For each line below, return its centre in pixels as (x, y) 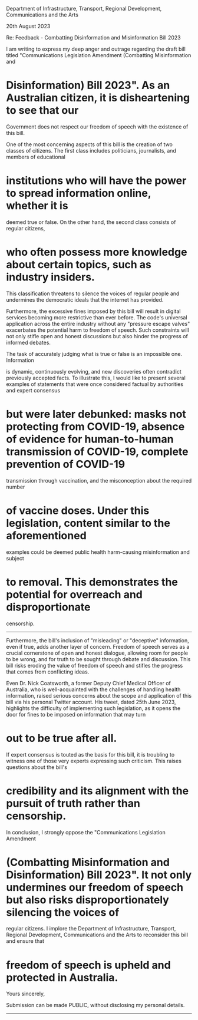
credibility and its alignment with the (98, 790)
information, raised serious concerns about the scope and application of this (99, 695)
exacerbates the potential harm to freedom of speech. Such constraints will (98, 330)
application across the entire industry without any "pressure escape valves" (98, 324)
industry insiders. (51, 277)
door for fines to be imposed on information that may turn (76, 714)
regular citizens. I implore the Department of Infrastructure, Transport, (91, 929)
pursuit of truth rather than (73, 803)
